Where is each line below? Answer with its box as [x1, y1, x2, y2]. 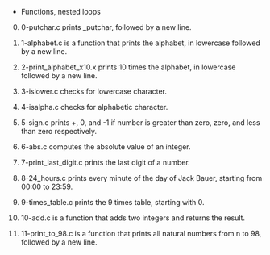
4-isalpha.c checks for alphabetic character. [20, 102, 168, 111]
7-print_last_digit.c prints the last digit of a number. [20, 157, 190, 167]
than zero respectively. [20, 127, 98, 136]
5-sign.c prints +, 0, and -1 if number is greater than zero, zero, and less [20, 118, 260, 127]
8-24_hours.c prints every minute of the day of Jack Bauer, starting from [20, 173, 263, 182]
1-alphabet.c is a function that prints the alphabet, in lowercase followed [20, 38, 260, 48]
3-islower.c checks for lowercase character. [20, 86, 168, 96]
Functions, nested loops [20, 7, 102, 16]
